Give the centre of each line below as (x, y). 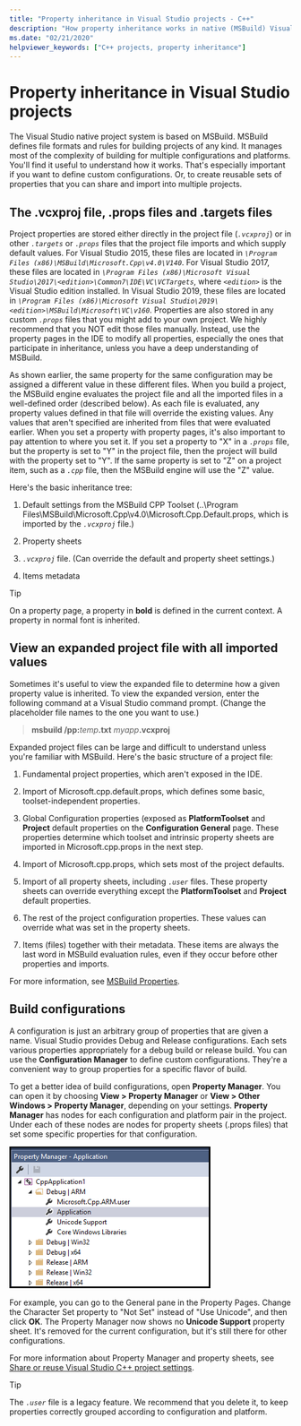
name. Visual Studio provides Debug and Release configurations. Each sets (148, 1040)
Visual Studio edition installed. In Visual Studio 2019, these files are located (148, 291)
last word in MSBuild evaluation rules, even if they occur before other (150, 954)
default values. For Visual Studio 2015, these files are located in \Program (143, 253)
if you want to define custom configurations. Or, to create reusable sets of (146, 175)
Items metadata (51, 576)
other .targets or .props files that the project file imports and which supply (148, 243)
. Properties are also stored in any (211, 310)
